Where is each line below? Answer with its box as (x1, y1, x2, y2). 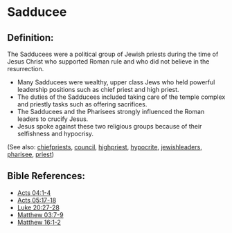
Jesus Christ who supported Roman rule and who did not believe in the (7, 57, 210, 66)
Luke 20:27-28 (17, 203, 60, 212)
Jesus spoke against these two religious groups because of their (17, 122, 202, 130)
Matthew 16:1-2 (17, 218, 61, 226)
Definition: (7, 32, 54, 44)
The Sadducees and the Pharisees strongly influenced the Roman (17, 108, 205, 115)
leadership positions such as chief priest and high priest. (17, 86, 179, 93)
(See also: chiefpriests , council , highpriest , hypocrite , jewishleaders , (7, 143, 202, 151)
